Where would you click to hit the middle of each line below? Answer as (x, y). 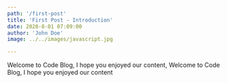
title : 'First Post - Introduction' (60, 20)
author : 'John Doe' (35, 33)
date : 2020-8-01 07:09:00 (44, 26)
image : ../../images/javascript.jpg (60, 39)
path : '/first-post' (37, 13)
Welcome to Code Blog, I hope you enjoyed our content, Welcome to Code (113, 65)
